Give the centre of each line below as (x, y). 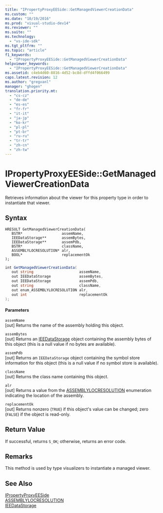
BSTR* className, (47, 246)
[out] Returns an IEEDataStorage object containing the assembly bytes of (78, 339)
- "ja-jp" (19, 118)
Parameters (17, 310)
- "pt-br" (19, 132)
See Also (19, 484)
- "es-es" (19, 105)
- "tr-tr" (19, 141)
